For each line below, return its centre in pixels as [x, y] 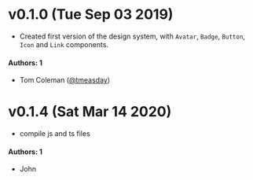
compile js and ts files [55, 134]
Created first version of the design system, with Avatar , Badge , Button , [132, 36]
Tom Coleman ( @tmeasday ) [65, 80]
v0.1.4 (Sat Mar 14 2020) [90, 112]
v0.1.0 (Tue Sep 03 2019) [91, 15]
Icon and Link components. [64, 44]
